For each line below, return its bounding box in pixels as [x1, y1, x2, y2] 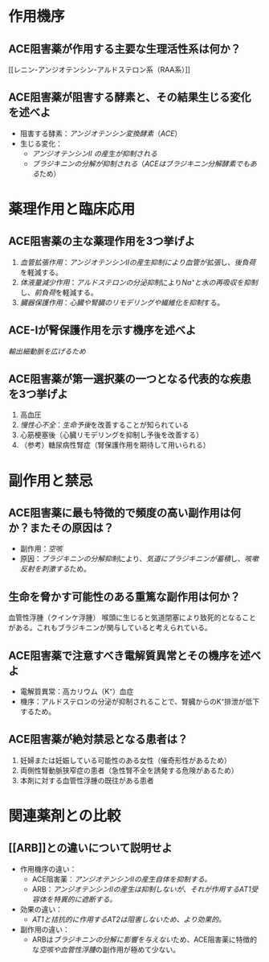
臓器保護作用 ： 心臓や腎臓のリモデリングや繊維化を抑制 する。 [19, 297, 225, 307]
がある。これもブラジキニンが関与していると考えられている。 [8, 623, 212, 633]
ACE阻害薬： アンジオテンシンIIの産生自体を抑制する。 [31, 874, 212, 884]
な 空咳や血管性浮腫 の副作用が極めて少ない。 [31, 944, 181, 954]
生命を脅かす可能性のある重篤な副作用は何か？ [8, 589, 241, 604]
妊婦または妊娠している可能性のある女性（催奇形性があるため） [19, 755, 231, 765]
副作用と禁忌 [8, 472, 94, 489]
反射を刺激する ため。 [19, 564, 91, 574]
